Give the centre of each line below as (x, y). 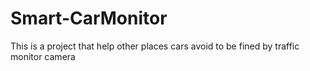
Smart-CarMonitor (89, 18)
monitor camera (43, 56)
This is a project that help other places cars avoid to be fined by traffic (155, 46)
